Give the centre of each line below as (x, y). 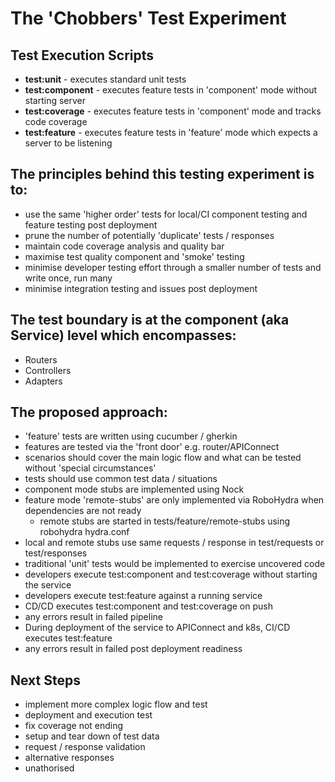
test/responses (56, 553)
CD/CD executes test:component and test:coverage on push (148, 606)
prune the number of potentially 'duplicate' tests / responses (149, 235)
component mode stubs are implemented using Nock (134, 489)
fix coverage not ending (74, 726)
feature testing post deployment (91, 224)
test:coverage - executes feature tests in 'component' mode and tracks (173, 111)
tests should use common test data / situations (121, 479)
